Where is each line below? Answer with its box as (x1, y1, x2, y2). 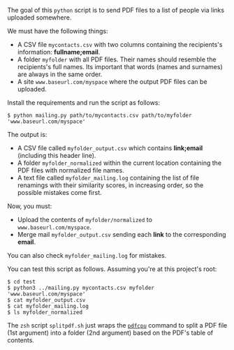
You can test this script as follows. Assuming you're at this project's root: (7, 265, 217, 273)
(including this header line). (17, 152, 96, 159)
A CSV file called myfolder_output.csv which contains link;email (17, 144, 203, 152)
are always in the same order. (17, 70, 103, 78)
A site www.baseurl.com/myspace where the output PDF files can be (17, 78, 207, 86)
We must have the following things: (7, 27, 108, 35)
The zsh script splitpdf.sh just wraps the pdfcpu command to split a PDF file (7, 321, 228, 329)
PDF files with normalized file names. (17, 166, 124, 174)
